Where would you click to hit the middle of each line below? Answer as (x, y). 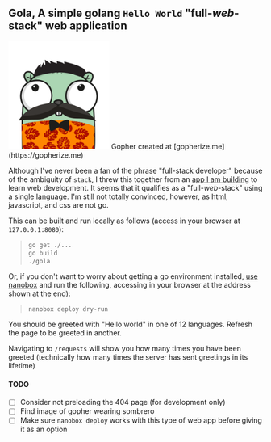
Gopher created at (141, 147)
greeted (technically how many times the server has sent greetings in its (128, 357)
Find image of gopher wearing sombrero (87, 411)
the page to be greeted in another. (65, 333)
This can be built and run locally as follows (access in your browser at (124, 221)
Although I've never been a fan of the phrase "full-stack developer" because (135, 171)
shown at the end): (40, 293)
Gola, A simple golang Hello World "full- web (121, 13)
